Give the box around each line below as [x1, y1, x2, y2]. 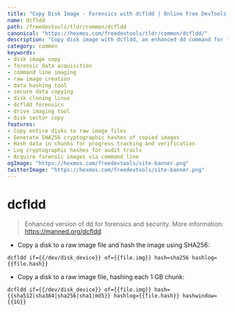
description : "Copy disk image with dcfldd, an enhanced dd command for [7, 36, 224, 43]
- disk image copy [7, 56, 61, 63]
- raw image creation [7, 75, 71, 83]
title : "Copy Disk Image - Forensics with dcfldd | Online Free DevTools [7, 10, 227, 17]
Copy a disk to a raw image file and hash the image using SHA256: [17, 241, 210, 249]
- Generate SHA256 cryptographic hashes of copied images [7, 134, 180, 141]
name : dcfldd [7, 17, 45, 24]
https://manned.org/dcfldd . [24, 227, 104, 235]
